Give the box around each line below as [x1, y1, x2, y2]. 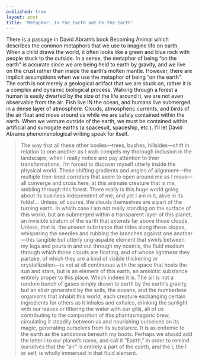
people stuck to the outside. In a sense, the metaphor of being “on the [6, 55, 177, 62]
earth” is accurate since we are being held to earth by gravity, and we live [6, 61, 186, 68]
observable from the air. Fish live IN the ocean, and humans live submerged [6, 99, 191, 106]
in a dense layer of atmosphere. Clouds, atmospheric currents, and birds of [6, 105, 190, 113]
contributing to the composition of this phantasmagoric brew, [20, 312, 170, 319]
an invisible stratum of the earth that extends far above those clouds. [20, 217, 190, 225]
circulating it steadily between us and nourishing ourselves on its [20, 318, 179, 325]
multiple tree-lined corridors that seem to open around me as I [20, 173, 173, 181]
